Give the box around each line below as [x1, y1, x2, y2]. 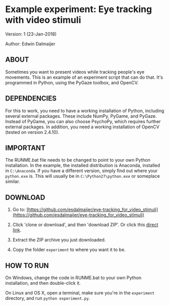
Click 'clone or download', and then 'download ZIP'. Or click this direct [12, 222, 158, 228]
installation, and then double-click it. [5, 280, 81, 286]
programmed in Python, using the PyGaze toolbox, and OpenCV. [5, 79, 139, 85]
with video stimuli [5, 14, 81, 26]
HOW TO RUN [5, 261, 49, 270]
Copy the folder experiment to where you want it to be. [12, 246, 126, 253]
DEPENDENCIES [5, 94, 57, 103]
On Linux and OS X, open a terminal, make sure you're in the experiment [5, 290, 155, 296]
